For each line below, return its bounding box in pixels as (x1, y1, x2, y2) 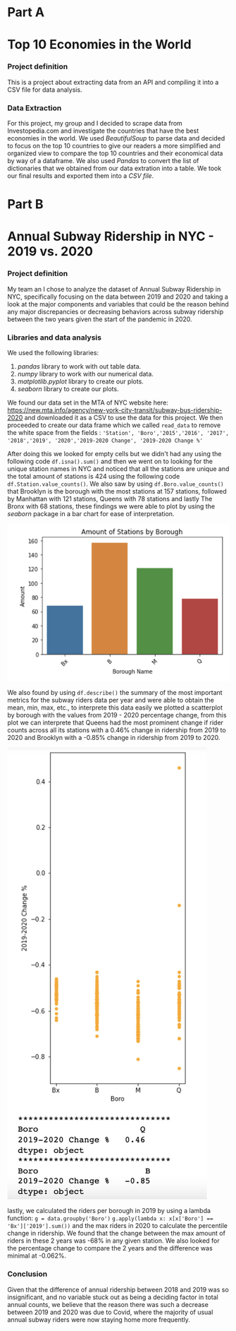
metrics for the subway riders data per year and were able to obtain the (7, 696, 215, 705)
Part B (7, 196, 44, 213)
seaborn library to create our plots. (17, 384, 119, 393)
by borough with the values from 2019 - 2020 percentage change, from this (7, 711, 227, 720)
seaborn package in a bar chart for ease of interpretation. (7, 509, 175, 518)
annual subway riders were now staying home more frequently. (7, 1315, 190, 1324)
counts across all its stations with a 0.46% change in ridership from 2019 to (7, 726, 227, 734)
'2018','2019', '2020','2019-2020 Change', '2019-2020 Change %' (7, 437, 203, 444)
